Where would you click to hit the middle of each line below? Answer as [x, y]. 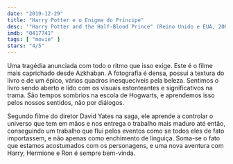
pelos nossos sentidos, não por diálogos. [66, 102]
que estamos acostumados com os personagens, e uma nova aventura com [115, 146]
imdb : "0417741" [31, 33]
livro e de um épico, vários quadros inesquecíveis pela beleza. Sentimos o [113, 80]
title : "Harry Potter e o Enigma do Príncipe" [76, 20]
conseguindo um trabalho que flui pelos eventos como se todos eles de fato [116, 131]
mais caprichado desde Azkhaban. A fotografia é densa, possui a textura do [116, 73]
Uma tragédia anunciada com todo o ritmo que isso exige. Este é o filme [110, 66]
